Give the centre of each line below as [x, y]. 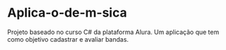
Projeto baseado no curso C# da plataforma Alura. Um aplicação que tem [113, 32]
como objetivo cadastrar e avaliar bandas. [68, 39]
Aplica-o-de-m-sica [67, 13]
